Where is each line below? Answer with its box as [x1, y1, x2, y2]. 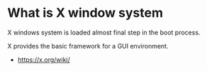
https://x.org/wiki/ [17, 55, 71, 64]
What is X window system [7, 5, 163, 21]
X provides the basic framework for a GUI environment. [7, 41, 169, 50]
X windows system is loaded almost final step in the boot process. [7, 28, 201, 37]
